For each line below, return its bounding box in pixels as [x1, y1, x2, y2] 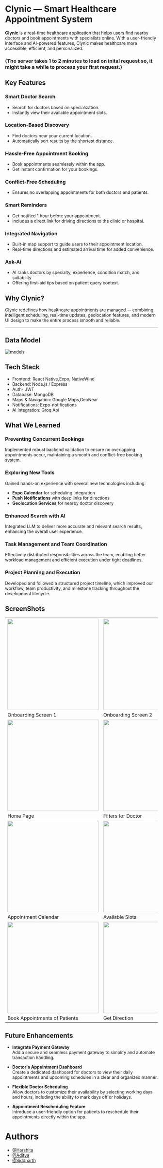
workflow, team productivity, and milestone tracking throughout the [5, 585, 140, 591]
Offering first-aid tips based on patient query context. [12, 280, 119, 286]
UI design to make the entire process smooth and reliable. [5, 318, 121, 323]
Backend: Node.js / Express [12, 381, 68, 387]
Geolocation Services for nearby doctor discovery [12, 500, 114, 506]
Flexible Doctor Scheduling [12, 1084, 68, 1090]
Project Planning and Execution [5, 569, 81, 576]
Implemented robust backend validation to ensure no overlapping [5, 447, 136, 452]
